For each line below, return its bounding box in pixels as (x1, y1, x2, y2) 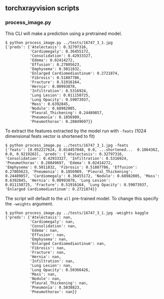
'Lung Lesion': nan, (29, 263, 72, 268)
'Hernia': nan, (29, 254, 61, 259)
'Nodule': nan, (29, 276, 61, 281)
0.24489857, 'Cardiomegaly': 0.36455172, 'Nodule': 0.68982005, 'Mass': (5, 173, 160, 178)
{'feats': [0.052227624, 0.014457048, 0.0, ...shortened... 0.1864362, (5, 147, 160, 152)
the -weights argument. (5, 200, 53, 207)
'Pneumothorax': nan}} (29, 289, 77, 294)
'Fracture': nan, (29, 250, 66, 255)
